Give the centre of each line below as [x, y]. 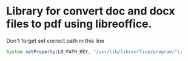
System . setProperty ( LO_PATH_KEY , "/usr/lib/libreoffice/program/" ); [95, 52]
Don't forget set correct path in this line [55, 40]
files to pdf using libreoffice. [79, 24]
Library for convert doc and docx [91, 11]
